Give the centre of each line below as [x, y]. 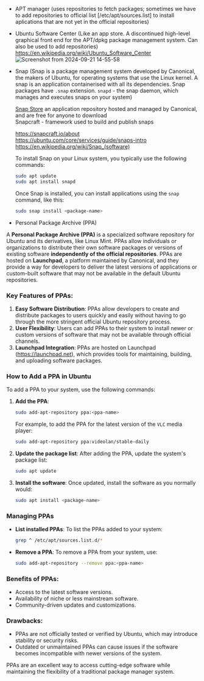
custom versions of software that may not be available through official [103, 334]
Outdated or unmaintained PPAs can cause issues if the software [97, 647]
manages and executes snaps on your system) [74, 97]
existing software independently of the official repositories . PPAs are [94, 254]
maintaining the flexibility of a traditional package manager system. [90, 672]
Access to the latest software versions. [64, 592]
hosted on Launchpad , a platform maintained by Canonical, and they [93, 260]
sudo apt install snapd [45, 182]
